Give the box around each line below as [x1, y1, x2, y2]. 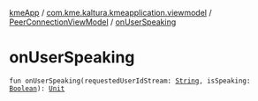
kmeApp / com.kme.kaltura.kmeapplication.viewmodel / [9, 8, 212, 18]
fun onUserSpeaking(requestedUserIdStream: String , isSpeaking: [9, 76, 251, 85]
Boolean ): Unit [9, 83, 65, 93]
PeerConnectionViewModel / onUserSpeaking [9, 17, 177, 27]
